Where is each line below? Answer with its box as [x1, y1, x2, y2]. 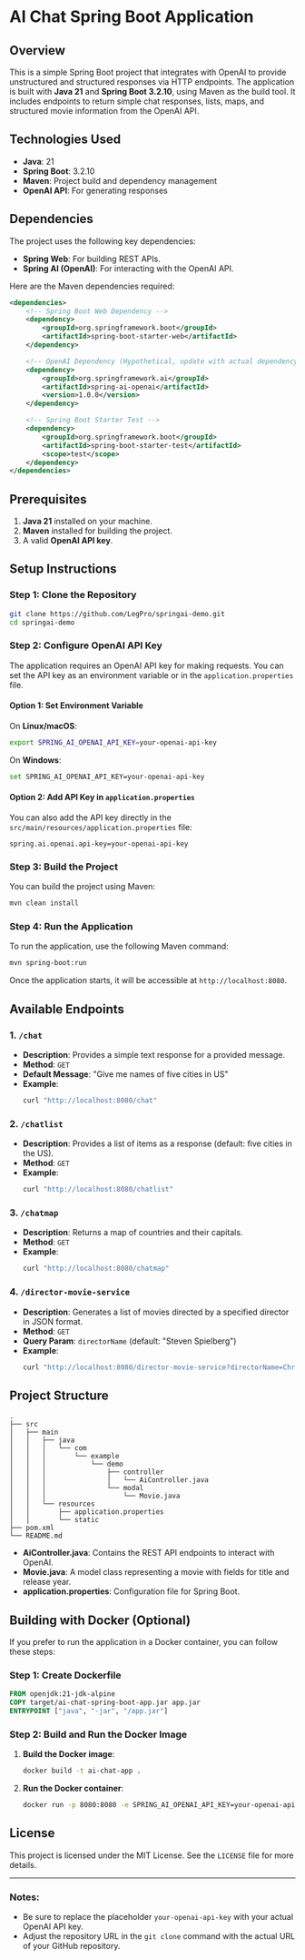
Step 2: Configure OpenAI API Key [9, 639, 163, 652]
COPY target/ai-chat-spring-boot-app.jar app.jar [9, 1698, 202, 1708]
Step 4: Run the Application [9, 920, 133, 933]
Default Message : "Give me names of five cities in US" [22, 1068, 229, 1080]
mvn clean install [9, 899, 79, 908]
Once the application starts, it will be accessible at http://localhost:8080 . [9, 975, 288, 986]
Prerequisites [9, 492, 87, 507]
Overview [9, 43, 66, 58]
